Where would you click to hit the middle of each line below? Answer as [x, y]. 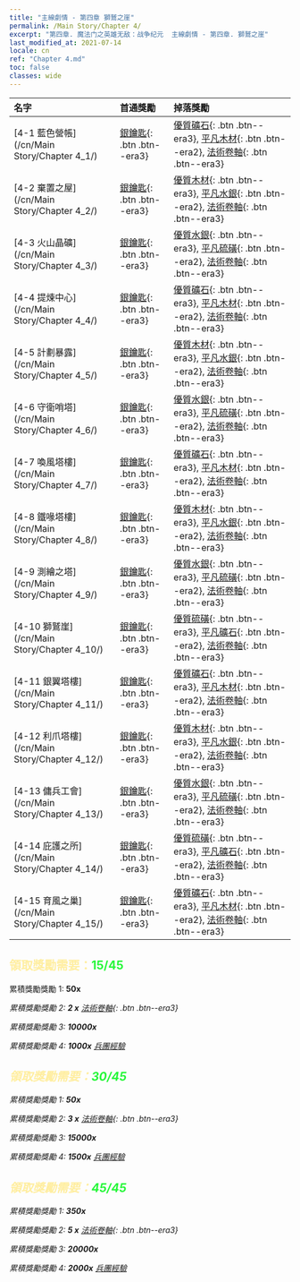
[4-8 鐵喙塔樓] [45, 517]
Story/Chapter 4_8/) [56, 540]
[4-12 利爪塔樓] [48, 736]
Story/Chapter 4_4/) [56, 320]
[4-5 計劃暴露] [45, 352]
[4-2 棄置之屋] [45, 187]
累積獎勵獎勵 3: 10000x [53, 1027]
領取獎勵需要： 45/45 [68, 1188]
